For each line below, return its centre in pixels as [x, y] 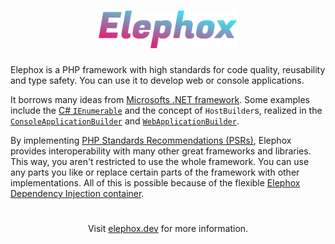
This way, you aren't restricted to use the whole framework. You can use [160, 161]
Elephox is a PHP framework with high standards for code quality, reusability [168, 69]
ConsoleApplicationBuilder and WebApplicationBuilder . [125, 121]
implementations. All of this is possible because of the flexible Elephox [155, 182]
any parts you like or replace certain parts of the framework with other [155, 172]
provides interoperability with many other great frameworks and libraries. [161, 151]
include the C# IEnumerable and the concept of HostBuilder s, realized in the [166, 110]
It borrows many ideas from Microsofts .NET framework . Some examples [160, 99]
